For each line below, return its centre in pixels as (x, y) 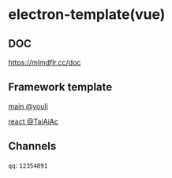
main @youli (28, 106)
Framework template (60, 87)
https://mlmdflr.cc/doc (45, 62)
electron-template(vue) (87, 15)
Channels (32, 146)
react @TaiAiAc (34, 121)
